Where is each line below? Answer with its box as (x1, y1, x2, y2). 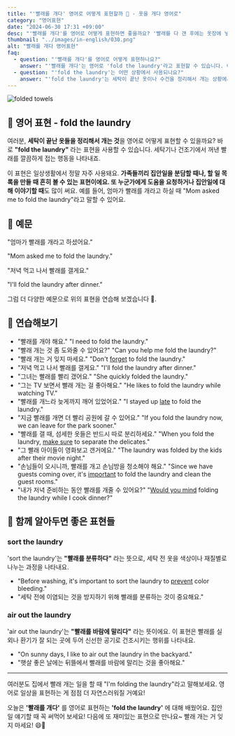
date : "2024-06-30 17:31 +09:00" (7, 23, 105, 30)
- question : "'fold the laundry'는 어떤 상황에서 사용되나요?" (13, 69, 184, 76)
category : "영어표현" (7, 17, 64, 24)
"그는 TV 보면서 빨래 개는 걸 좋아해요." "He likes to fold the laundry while (17, 381, 222, 389)
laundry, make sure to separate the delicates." (17, 437, 150, 446)
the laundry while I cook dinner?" (17, 493, 113, 502)
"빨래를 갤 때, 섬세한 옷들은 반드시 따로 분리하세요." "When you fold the (17, 429, 215, 438)
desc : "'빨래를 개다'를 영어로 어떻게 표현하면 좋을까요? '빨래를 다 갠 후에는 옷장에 (7, 29, 222, 37)
